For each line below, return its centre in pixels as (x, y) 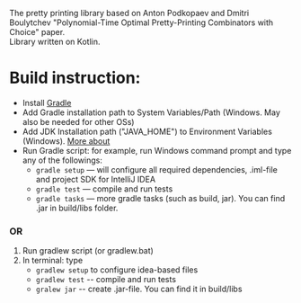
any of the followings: (62, 160)
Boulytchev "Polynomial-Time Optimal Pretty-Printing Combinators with (142, 22)
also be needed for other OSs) (78, 121)
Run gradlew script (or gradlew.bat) (88, 251)
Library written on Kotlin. (55, 41)
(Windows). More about (66, 141)
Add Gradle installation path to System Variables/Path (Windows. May (151, 112)
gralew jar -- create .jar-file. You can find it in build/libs (139, 289)
